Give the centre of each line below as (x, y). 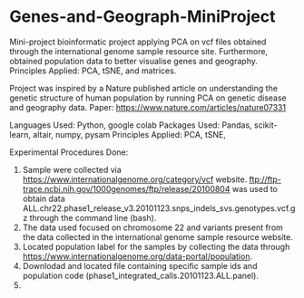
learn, (20, 134)
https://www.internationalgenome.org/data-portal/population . (137, 256)
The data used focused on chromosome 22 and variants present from (153, 227)
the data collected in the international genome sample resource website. (157, 236)
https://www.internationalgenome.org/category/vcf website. (135, 179)
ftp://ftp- (265, 179)
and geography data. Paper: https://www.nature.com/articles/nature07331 (148, 107)
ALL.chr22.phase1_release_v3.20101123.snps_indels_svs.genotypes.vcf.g (159, 208)
